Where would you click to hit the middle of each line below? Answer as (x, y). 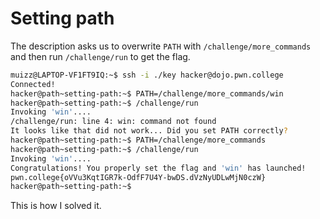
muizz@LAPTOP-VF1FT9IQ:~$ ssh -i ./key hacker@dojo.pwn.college (147, 75)
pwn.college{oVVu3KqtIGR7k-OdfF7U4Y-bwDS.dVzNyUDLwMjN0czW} (138, 177)
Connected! (33, 84)
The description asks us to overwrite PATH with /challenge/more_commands (161, 46)
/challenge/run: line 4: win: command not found (113, 122)
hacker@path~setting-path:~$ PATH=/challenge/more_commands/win (147, 93)
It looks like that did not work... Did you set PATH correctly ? (149, 131)
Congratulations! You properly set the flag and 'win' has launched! (158, 168)
